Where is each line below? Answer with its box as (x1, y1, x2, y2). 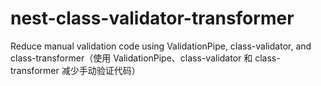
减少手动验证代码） (61, 64, 141, 76)
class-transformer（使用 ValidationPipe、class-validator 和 (10, 52, 253, 64)
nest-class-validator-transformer (10, 7, 295, 30)
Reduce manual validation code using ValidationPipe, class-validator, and (10, 40, 312, 52)
